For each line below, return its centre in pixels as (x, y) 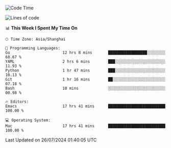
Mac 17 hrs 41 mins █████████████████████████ (86, 126)
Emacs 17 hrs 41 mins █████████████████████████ (86, 106)
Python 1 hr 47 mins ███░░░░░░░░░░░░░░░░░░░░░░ (86, 70)
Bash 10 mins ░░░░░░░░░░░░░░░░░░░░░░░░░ (86, 88)
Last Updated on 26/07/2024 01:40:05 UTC (51, 140)
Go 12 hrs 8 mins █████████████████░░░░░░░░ (86, 53)
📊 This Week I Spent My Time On (41, 28)
